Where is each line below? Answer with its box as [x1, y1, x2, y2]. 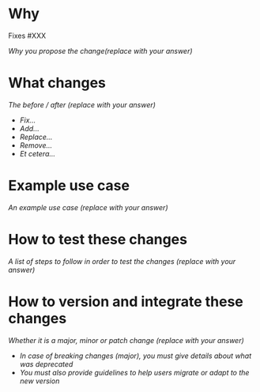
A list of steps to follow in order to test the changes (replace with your [8, 256, 236, 266]
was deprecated [19, 359, 73, 368]
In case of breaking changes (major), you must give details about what [19, 351, 252, 360]
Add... [19, 123, 40, 133]
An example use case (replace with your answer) [8, 202, 168, 212]
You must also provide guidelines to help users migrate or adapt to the [19, 367, 250, 377]
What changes [8, 74, 107, 92]
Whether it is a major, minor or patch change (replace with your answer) [8, 335, 245, 345]
